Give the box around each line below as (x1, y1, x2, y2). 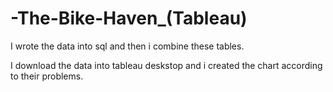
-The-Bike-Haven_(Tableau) (10, 7, 248, 30)
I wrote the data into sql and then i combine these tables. (10, 40, 245, 52)
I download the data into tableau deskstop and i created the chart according (10, 59, 323, 71)
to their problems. (10, 70, 84, 82)
